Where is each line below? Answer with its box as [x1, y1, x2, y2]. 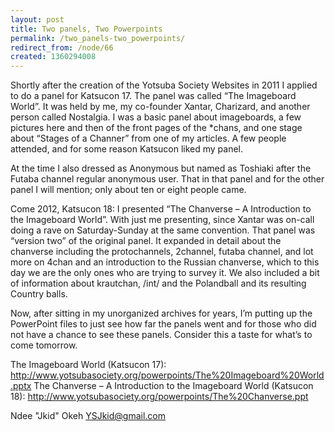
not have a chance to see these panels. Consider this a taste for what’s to [10, 329, 313, 341]
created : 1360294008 [10, 52, 97, 62]
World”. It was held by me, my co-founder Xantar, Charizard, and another [10, 101, 311, 113]
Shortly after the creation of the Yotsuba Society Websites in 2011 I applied [10, 79, 318, 91]
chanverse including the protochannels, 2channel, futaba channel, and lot [10, 246, 314, 258]
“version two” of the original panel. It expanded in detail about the [10, 235, 282, 247]
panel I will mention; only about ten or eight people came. [10, 184, 247, 196]
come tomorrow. [10, 339, 78, 351]
